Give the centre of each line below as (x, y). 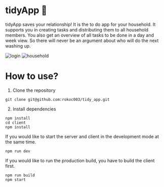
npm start (16, 179)
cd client (16, 123)
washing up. (18, 46)
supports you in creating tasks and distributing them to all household (77, 29)
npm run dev (18, 151)
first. (10, 166)
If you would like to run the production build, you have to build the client (80, 160)
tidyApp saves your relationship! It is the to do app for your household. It (80, 24)
